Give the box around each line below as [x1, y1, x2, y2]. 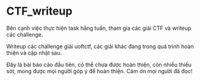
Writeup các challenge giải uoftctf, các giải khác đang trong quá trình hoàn [6, 43, 194, 50]
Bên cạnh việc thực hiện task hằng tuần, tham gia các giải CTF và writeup [6, 24, 191, 32]
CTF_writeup [6, 4, 73, 18]
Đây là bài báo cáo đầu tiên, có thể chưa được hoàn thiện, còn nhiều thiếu [6, 61, 192, 68]
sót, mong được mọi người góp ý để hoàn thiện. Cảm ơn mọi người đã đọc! [6, 67, 193, 74]
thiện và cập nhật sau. [6, 49, 62, 56]
